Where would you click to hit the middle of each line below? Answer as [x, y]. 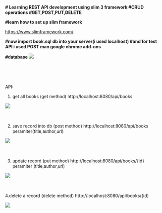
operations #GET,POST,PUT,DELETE [43, 12]
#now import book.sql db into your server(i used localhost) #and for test [81, 41]
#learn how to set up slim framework [44, 22]
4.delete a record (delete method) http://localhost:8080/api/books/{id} [77, 196]
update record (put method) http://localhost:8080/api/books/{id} [78, 161]
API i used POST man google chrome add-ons [53, 47]
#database [17, 57]
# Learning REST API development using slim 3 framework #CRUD [75, 7]
